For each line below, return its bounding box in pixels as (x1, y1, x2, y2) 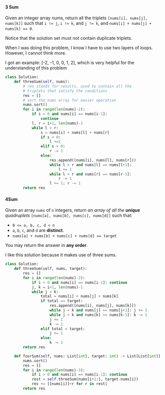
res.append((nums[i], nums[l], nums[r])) (49, 158, 136, 162)
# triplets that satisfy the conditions (23, 88, 108, 93)
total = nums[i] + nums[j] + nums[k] (40, 294, 119, 299)
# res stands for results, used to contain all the (23, 83, 132, 89)
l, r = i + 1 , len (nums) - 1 (31, 121, 83, 126)
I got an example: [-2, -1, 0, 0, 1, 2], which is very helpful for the (5, 60, 135, 66)
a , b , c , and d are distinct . (12, 228, 64, 234)
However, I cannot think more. (5, 50, 66, 56)
